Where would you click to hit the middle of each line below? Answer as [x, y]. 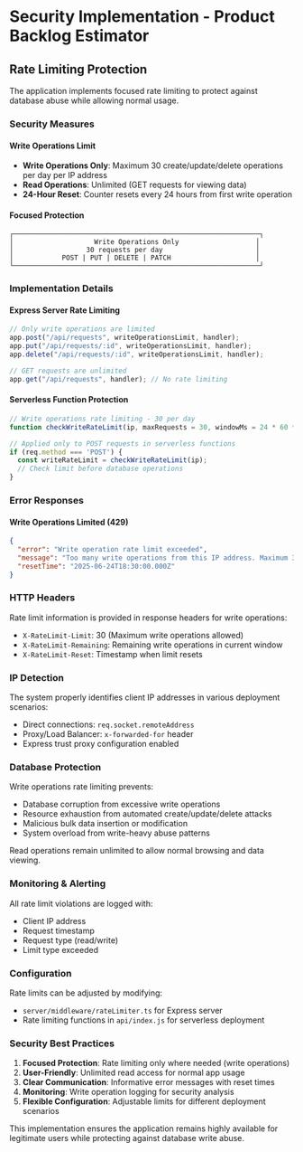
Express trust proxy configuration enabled [101, 744]
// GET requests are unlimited [68, 371]
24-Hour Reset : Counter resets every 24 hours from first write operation [157, 194]
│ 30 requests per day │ [134, 250]
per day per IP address [65, 175]
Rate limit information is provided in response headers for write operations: [148, 618]
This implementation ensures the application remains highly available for [144, 1128]
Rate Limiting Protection [78, 69]
